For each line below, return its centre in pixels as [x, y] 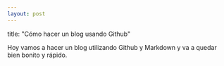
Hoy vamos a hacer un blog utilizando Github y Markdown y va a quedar [112, 47]
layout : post [26, 14]
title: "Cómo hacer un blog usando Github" [69, 34]
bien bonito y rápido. [37, 55]
